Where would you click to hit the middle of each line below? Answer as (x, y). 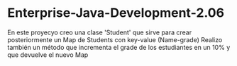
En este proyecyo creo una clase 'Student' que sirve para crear (100, 32)
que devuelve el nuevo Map (48, 55)
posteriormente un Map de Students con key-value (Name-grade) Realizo (115, 39)
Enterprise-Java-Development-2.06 (116, 13)
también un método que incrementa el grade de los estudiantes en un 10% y (119, 47)
